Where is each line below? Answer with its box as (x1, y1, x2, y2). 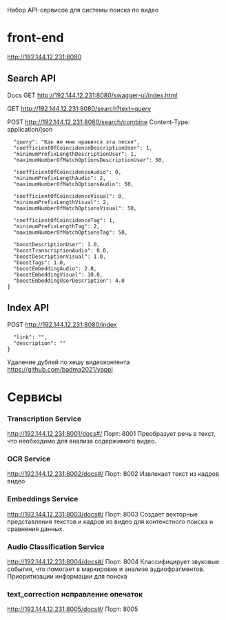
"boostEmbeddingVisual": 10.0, (13, 271, 103, 278)
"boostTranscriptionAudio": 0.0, (13, 247, 110, 254)
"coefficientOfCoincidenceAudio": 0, (13, 168, 122, 175)
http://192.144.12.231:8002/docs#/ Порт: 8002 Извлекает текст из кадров (7, 470, 219, 478)
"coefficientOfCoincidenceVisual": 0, (13, 192, 125, 199)
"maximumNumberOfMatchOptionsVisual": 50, (13, 205, 137, 212)
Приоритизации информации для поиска (7, 572, 127, 580)
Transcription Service (7, 414, 81, 423)
